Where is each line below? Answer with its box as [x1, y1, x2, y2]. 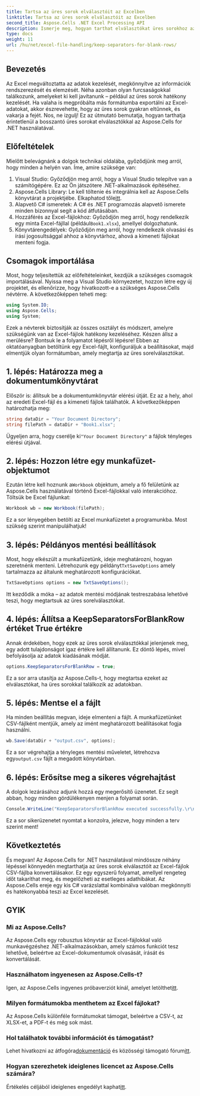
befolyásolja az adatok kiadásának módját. [6, 652, 111, 659]
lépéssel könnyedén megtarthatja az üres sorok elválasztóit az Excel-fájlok [6, 862, 189, 869]
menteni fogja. [14, 239, 51, 246]
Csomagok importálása [6, 256, 95, 266]
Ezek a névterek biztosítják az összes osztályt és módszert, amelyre [6, 324, 174, 331]
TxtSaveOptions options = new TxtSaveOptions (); [6, 580, 129, 586]
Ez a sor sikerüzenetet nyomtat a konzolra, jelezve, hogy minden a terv [6, 816, 180, 823]
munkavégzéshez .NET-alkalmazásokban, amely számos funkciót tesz [6, 943, 179, 950]
